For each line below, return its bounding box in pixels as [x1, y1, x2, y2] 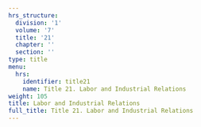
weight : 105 [8, 92, 48, 100]
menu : [8, 63, 26, 71]
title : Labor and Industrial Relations [8, 99, 141, 107]
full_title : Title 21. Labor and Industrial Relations [8, 107, 194, 115]
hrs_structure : [8, 11, 59, 20]
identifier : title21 [22, 77, 91, 85]
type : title [8, 56, 48, 64]
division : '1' [15, 19, 62, 27]
